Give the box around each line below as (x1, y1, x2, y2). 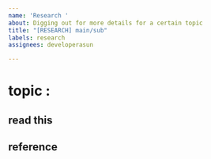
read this (8, 113, 53, 127)
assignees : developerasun (8, 41, 93, 49)
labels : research (8, 33, 66, 42)
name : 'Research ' (8, 11, 69, 20)
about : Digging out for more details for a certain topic (8, 19, 203, 27)
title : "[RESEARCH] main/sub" (8, 26, 108, 34)
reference (8, 140, 58, 154)
